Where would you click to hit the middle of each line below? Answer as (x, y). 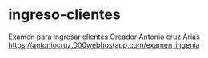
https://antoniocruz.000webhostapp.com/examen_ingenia (104, 44)
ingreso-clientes (65, 15)
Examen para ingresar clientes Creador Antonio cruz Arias (104, 37)
